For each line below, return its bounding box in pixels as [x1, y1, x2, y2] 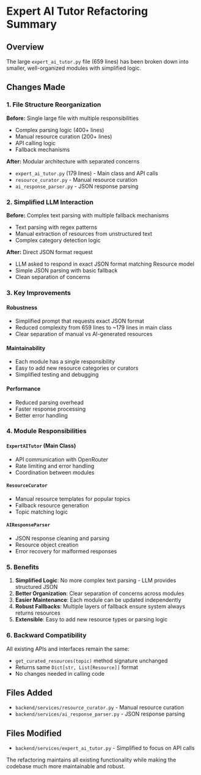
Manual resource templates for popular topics [15, 495, 130, 503]
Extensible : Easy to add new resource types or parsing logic [15, 616, 168, 623]
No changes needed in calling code [15, 670, 105, 677]
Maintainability [6, 344, 46, 351]
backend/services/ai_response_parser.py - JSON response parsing [15, 710, 185, 717]
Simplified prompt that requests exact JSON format [15, 317, 145, 325]
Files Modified [6, 728, 62, 738]
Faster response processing [15, 405, 86, 413]
